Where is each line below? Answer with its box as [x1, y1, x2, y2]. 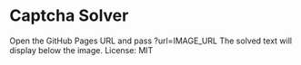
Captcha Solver [9, 5, 129, 26]
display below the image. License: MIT [9, 44, 154, 55]
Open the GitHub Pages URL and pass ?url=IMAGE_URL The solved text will [9, 35, 293, 46]
